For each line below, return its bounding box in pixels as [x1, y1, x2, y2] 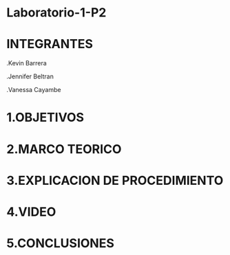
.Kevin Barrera [6, 59, 48, 67]
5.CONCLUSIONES [6, 236, 115, 252]
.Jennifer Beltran [6, 72, 54, 80]
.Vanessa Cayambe [6, 86, 61, 94]
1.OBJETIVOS [6, 110, 84, 125]
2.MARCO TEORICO [6, 141, 122, 157]
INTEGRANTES [6, 36, 94, 52]
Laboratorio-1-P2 [6, 5, 107, 21]
